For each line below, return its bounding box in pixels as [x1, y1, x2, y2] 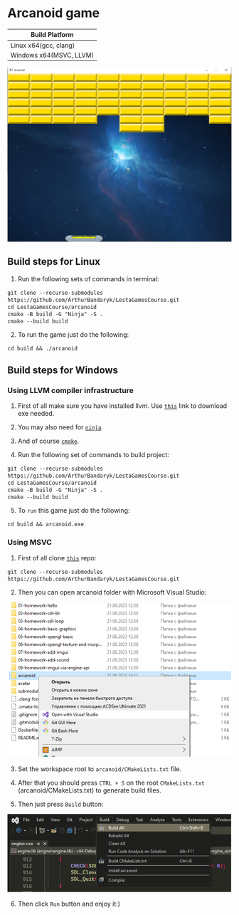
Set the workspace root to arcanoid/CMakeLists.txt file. [17, 764, 182, 773]
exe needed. [17, 409, 55, 418]
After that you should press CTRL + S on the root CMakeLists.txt [17, 778, 205, 787]
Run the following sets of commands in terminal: [17, 274, 159, 283]
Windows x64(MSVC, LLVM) [10, 51, 95, 59]
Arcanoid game [7, 5, 100, 21]
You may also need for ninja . [17, 423, 103, 432]
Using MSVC [7, 538, 52, 548]
